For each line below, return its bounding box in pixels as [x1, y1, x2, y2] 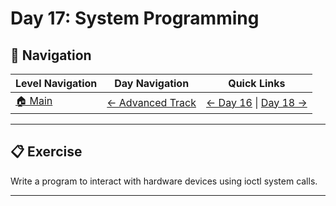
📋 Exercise [10, 143, 83, 161]
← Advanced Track [106, 95, 197, 109]
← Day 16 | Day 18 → [206, 95, 308, 109]
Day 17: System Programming [10, 7, 260, 30]
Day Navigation [114, 77, 190, 90]
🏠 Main [15, 94, 53, 107]
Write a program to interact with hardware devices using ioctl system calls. [10, 175, 318, 187]
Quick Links [228, 77, 286, 90]
